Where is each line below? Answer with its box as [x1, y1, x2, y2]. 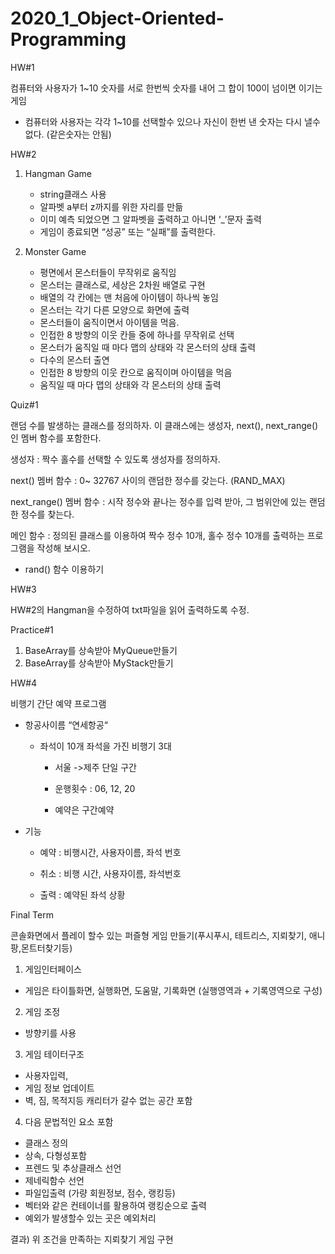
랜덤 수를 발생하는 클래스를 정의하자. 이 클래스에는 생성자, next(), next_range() [10, 419, 319, 431]
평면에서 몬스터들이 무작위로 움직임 [39, 266, 177, 278]
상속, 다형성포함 [24, 1149, 87, 1161]
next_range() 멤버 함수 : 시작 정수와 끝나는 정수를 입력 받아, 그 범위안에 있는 [10, 495, 308, 507]
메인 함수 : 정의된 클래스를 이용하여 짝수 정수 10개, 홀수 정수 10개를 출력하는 [10, 529, 305, 541]
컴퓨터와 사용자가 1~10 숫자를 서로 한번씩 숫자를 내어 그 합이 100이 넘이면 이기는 [10, 82, 323, 94]
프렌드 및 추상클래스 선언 [24, 1162, 122, 1174]
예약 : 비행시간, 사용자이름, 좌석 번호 [39, 846, 182, 858]
